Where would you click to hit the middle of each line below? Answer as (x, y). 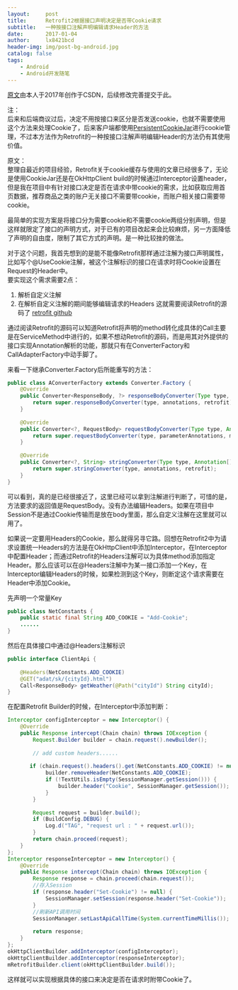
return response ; (58, 932)
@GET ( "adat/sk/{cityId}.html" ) (66, 679)
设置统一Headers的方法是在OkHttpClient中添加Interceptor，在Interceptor (120, 547)
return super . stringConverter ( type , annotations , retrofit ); (125, 469)
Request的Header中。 (40, 270)
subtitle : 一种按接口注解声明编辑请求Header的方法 (78, 27)
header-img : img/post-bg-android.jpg (63, 47)
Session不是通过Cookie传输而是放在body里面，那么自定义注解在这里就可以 (117, 514)
